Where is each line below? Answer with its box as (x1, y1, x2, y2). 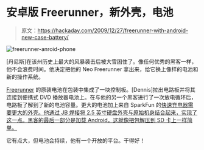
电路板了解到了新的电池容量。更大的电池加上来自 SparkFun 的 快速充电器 (6, 101, 188, 108)
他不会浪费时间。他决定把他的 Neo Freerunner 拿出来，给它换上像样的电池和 (6, 65, 199, 73)
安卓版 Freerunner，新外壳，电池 (6, 5, 174, 19)
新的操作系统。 (6, 73, 44, 80)
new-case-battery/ (21, 33, 69, 41)
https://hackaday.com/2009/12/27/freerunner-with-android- (37, 27, 189, 34)
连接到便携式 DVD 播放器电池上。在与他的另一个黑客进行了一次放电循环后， (6, 94, 197, 101)
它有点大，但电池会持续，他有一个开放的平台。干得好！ (6, 137, 145, 144)
